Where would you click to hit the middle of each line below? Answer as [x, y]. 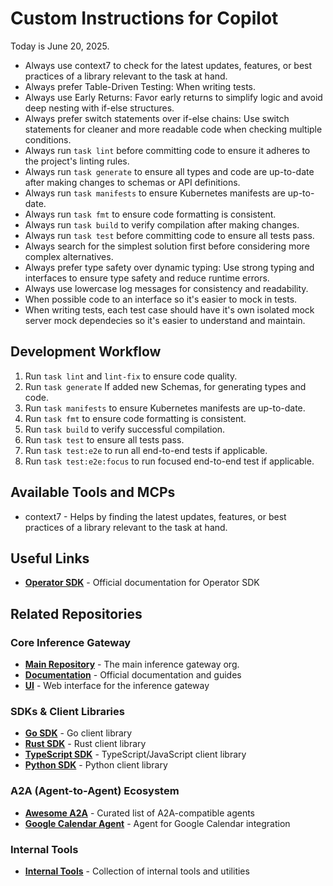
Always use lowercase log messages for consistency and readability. [166, 288]
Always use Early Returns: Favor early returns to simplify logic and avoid [173, 97]
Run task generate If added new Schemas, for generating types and [165, 386]
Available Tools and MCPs [93, 492]
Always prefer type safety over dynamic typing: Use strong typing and [169, 267]
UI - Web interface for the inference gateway [117, 686]
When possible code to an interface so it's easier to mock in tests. [161, 299]
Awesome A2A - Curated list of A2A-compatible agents [140, 813]
